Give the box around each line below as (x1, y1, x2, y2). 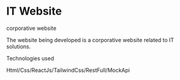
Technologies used (6, 54, 54, 62)
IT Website (6, 4, 62, 18)
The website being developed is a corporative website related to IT (6, 36, 175, 43)
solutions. (6, 43, 31, 50)
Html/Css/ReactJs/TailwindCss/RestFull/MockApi (6, 66, 130, 74)
